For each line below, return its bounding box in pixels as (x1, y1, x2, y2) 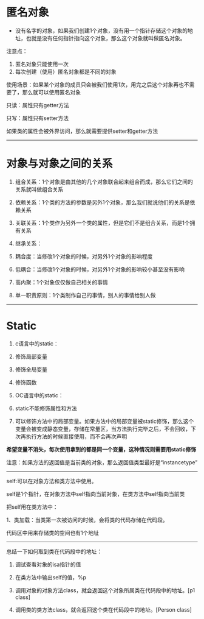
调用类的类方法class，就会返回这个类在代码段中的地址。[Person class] (15, 606, 192, 613)
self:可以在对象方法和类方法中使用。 (6, 477, 97, 484)
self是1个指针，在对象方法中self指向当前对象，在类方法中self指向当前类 (6, 490, 185, 497)
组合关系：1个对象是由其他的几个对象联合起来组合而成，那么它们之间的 (15, 178, 193, 185)
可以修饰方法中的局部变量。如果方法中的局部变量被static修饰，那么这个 (15, 417, 194, 425)
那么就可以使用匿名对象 (22, 88, 81, 96)
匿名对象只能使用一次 (15, 60, 69, 68)
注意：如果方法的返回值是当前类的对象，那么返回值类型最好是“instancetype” (6, 458, 198, 466)
